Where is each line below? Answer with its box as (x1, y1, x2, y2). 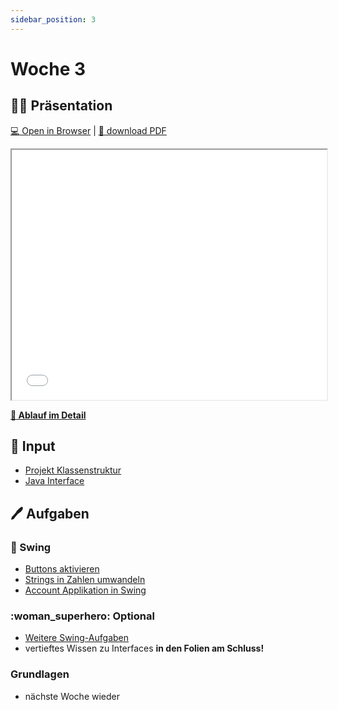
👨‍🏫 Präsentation (10, 97, 113, 115)
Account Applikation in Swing (24, 584, 147, 596)
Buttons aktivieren (24, 563, 100, 575)
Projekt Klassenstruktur (24, 464, 122, 476)
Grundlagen (10, 667, 70, 681)
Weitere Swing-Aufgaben (24, 632, 129, 644)
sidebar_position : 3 (10, 14, 97, 25)
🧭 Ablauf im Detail (10, 409, 87, 421)
